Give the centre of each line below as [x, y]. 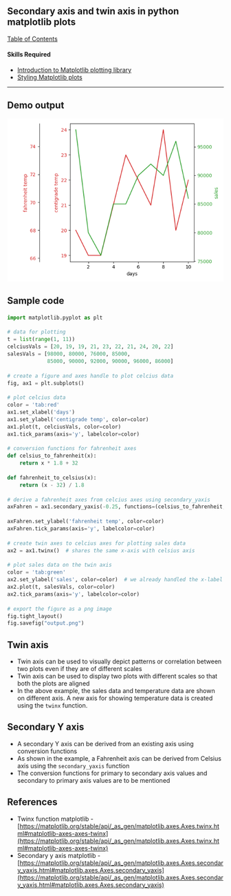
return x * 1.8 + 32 [49, 463]
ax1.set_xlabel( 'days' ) [41, 412]
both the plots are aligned [53, 683]
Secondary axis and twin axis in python [93, 11]
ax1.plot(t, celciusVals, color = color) [64, 427]
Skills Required [29, 55]
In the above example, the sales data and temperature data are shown [116, 691]
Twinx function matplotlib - [55, 819]
